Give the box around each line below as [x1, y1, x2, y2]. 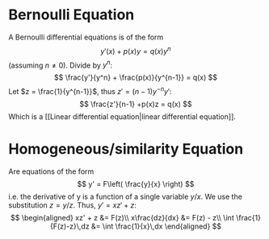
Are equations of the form [8, 167, 95, 176]
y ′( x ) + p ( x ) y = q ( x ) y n [100, 44, 171, 56]
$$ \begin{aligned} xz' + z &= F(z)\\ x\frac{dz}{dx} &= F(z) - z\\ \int [11, 212, 234, 222]
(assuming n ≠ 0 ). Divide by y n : [8, 59, 113, 70]
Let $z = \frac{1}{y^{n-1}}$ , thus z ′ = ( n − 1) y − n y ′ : [8, 85, 172, 96]
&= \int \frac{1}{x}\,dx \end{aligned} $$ [91, 221, 222, 231]
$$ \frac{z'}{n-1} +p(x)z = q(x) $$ [79, 99, 192, 109]
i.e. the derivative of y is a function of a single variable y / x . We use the [8, 192, 242, 201]
